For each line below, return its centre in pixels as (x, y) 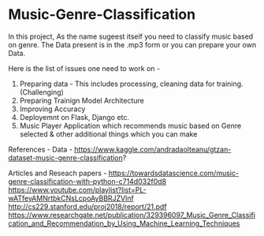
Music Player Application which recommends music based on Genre (130, 125)
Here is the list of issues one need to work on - (84, 68)
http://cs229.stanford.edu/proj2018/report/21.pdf (87, 206)
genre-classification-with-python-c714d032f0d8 (87, 181)
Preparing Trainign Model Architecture (82, 100)
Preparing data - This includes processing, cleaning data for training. (131, 84)
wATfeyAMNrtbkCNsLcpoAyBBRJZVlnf (71, 198)
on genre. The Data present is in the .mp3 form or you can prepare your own (132, 44)
